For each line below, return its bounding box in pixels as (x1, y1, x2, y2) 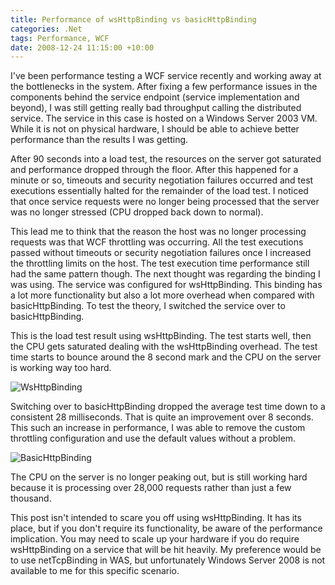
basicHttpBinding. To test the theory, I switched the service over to (10, 300, 286, 312)
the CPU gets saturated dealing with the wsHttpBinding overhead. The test (10, 341, 318, 353)
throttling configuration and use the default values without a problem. (10, 432, 297, 445)
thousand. (10, 492, 52, 505)
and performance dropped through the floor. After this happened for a (10, 164, 299, 176)
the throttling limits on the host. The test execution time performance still (10, 257, 310, 270)
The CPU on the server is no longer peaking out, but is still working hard (10, 471, 308, 483)
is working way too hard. (10, 362, 112, 374)
